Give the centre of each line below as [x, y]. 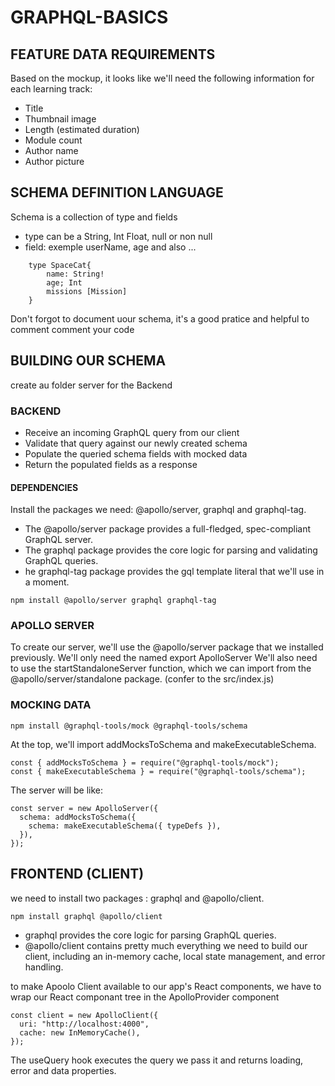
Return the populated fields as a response [111, 464]
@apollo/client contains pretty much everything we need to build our [166, 945]
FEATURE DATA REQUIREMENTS [113, 54]
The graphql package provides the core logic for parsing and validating [171, 550]
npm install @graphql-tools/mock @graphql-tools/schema [129, 726]
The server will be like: [57, 790]
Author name [51, 150]
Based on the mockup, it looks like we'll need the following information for [162, 78]
